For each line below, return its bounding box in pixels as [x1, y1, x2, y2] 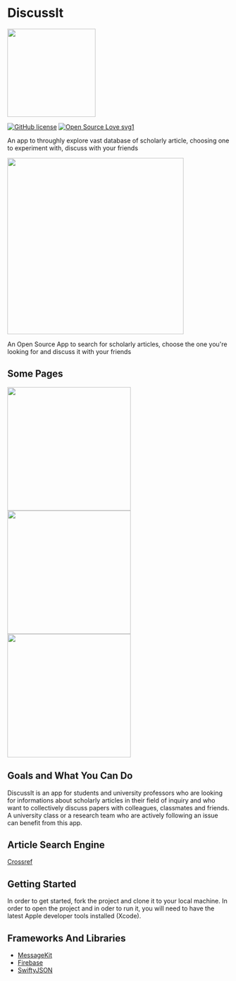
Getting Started [7, 878, 77, 890]
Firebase [17, 958, 44, 967]
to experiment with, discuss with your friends [7, 143, 139, 152]
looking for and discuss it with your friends [7, 347, 132, 355]
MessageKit [17, 951, 53, 959]
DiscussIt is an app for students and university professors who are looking [7, 788, 223, 797]
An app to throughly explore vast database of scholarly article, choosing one [7, 136, 230, 145]
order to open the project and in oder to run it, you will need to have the [7, 904, 215, 913]
